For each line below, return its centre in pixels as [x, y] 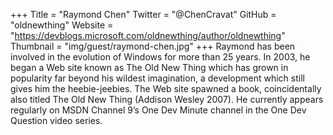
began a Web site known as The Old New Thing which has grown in [149, 67]
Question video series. [56, 120]
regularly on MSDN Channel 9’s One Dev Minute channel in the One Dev [158, 110]
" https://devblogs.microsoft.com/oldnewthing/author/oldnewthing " [148, 35]
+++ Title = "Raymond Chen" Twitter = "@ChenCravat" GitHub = [143, 14]
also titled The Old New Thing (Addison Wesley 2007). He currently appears [167, 99]
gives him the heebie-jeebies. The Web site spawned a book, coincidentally [166, 88]
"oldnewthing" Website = [62, 25]
